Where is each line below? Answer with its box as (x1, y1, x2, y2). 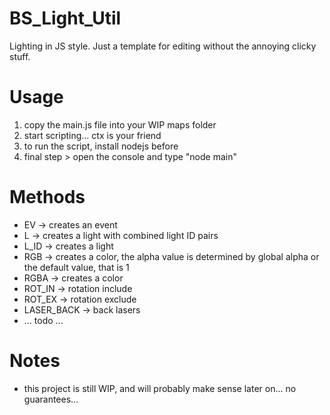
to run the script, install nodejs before (23, 140, 179, 152)
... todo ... (23, 314, 64, 326)
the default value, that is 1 (23, 261, 130, 273)
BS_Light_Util (9, 7, 122, 30)
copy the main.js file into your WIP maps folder (23, 118, 217, 131)
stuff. (9, 50, 31, 62)
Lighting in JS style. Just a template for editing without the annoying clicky (9, 40, 317, 52)
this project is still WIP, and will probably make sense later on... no (23, 382, 297, 394)
